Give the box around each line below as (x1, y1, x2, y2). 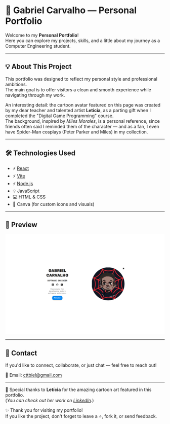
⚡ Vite (12, 172, 25, 179)
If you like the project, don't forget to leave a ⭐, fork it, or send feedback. (5, 413, 157, 419)
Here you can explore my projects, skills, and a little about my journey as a (5, 38, 160, 44)
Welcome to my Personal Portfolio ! (5, 32, 79, 38)
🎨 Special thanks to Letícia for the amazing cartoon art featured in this (5, 386, 152, 393)
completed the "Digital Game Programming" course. (5, 113, 114, 119)
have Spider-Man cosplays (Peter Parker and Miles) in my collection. (5, 129, 148, 135)
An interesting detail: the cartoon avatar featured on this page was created (5, 101, 161, 108)
